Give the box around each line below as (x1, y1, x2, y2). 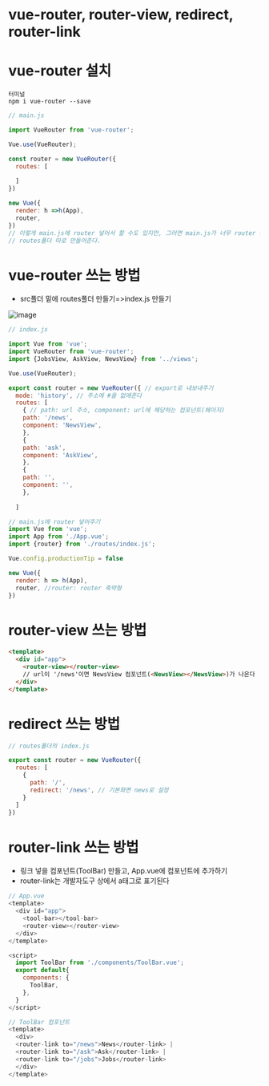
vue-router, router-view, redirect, (8, 6, 234, 24)
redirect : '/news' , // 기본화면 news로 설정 (29, 786, 170, 794)
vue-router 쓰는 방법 (8, 266, 141, 284)
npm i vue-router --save (8, 98, 91, 106)
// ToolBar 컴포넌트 (8, 1018, 70, 1026)
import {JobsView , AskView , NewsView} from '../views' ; (8, 355, 199, 363)
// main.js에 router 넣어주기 (8, 517, 101, 526)
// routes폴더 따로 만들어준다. (8, 237, 102, 245)
